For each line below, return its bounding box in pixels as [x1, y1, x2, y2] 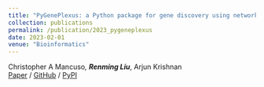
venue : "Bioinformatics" [8, 41, 90, 49]
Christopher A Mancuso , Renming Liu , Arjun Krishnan [8, 62, 182, 71]
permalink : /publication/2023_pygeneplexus [8, 26, 153, 34]
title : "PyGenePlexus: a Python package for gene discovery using [8, 11, 230, 20]
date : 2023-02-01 [8, 33, 65, 42]
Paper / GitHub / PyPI [8, 71, 77, 80]
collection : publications [8, 19, 93, 27]
